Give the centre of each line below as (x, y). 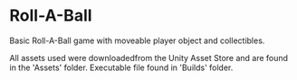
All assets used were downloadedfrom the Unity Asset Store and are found (148, 58)
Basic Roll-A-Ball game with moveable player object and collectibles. (137, 40)
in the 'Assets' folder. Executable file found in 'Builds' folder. (121, 67)
